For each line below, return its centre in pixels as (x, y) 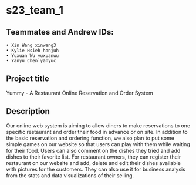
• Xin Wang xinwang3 (31, 45)
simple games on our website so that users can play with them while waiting (98, 144)
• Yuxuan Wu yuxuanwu (33, 56)
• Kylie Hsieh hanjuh (33, 51)
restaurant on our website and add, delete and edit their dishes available (93, 163)
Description (28, 111)
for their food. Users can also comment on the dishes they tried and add (93, 150)
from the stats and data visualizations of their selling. (70, 175)
